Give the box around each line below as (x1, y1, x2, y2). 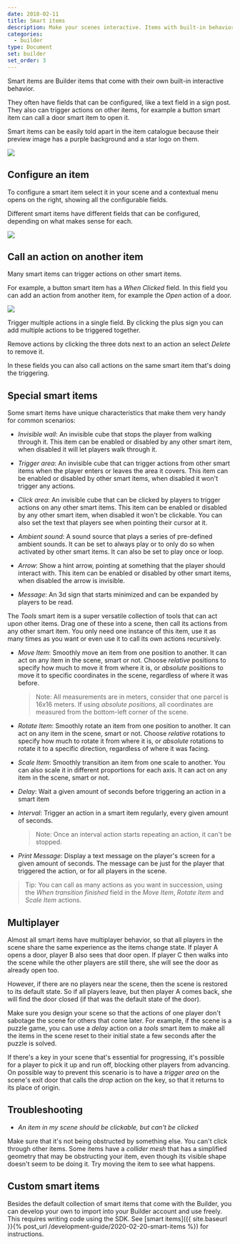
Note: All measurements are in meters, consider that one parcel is (35, 692, 229, 701)
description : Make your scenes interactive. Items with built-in (7, 24, 206, 31)
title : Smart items (7, 17, 66, 24)
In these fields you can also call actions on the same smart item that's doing (7, 362, 231, 370)
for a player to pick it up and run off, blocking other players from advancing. (7, 1060, 230, 1069)
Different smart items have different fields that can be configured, (7, 209, 201, 218)
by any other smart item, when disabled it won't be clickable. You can (17, 511, 223, 519)
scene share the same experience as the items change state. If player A (7, 943, 219, 951)
